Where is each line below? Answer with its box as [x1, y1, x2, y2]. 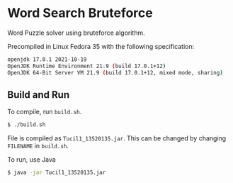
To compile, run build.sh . [7, 108, 82, 116]
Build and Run [7, 89, 69, 101]
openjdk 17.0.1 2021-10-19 [7, 55, 87, 63]
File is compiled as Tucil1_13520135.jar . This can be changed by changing [7, 134, 227, 143]
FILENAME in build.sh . [7, 142, 69, 150]
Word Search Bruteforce [7, 5, 154, 21]
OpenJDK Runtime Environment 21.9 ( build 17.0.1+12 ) [7, 62, 166, 70]
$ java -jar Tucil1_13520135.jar [7, 169, 106, 177]
